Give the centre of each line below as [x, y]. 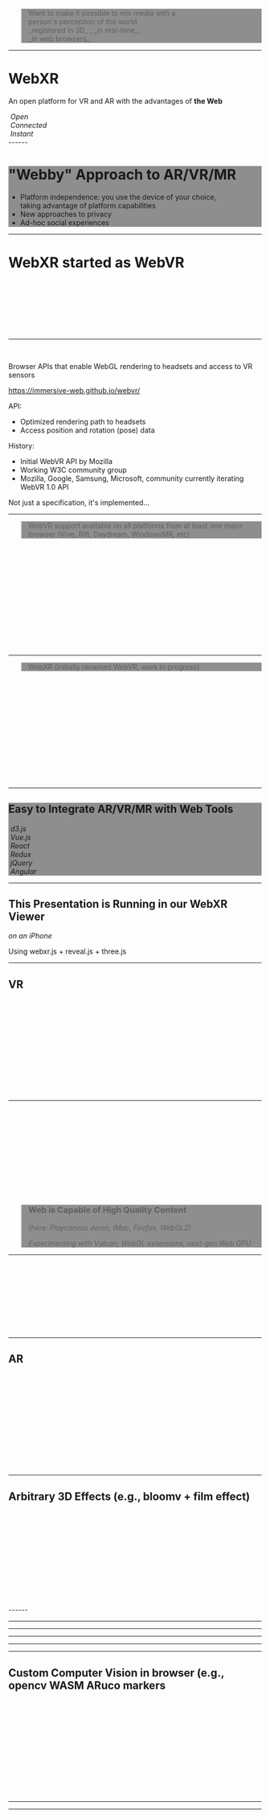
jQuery [21, 863]
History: [21, 445]
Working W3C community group [73, 470]
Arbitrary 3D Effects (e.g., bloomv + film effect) [129, 1496]
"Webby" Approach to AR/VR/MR [123, 175]
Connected [29, 125]
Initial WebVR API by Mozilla [66, 461]
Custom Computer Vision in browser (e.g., [117, 1673]
